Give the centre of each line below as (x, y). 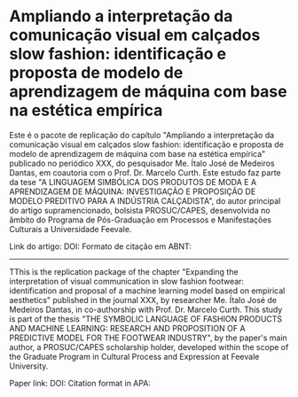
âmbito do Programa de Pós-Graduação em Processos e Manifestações (141, 220)
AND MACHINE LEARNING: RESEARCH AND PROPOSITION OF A (127, 328)
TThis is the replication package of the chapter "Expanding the (124, 271)
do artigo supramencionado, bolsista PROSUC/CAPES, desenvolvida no (140, 210)
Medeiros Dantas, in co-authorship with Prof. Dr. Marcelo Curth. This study (146, 309)
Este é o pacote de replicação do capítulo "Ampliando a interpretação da (142, 135)
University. (29, 366)
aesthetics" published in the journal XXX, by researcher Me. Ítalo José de (143, 300)
